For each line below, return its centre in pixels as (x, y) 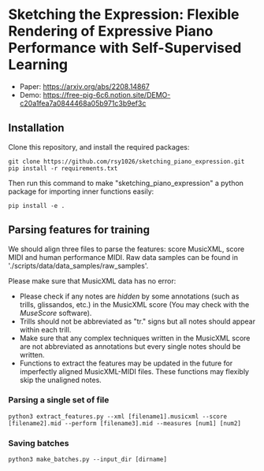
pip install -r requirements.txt (63, 168)
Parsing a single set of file (59, 400)
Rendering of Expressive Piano (111, 31)
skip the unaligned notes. (61, 380)
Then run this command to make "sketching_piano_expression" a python (126, 183)
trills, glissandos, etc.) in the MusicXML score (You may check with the (134, 304)
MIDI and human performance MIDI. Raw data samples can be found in (123, 257)
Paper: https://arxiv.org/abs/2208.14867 (84, 86)
